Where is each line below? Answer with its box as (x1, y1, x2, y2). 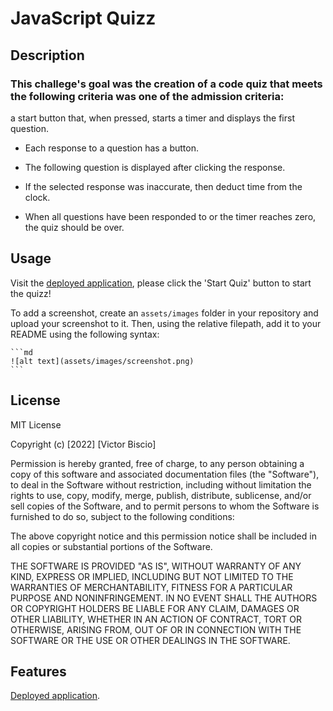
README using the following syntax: (10, 328, 160, 340)
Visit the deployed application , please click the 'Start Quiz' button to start (10, 277, 312, 289)
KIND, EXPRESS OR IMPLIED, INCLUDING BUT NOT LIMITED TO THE (10, 570, 294, 582)
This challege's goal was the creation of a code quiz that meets (10, 77, 323, 91)
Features (10, 663, 67, 680)
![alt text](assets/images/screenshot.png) (10, 356, 195, 366)
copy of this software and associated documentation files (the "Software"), (10, 468, 320, 480)
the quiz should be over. (24, 221, 125, 233)
